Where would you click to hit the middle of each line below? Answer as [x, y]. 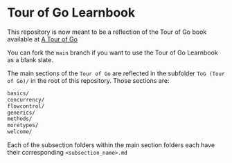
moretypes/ [23, 126]
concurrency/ [26, 99]
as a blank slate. [30, 59]
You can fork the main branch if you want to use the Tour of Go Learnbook [113, 52]
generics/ [21, 113]
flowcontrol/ [26, 106]
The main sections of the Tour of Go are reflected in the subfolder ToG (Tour [116, 73]
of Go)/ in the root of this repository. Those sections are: [88, 80]
